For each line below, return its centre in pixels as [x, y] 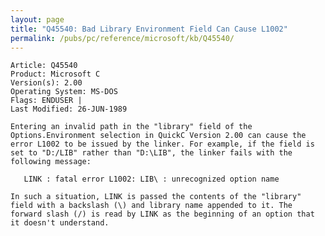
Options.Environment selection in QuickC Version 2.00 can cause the [158, 136]
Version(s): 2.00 [46, 83]
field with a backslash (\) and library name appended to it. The [151, 206]
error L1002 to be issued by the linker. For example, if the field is [162, 144]
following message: [51, 162]
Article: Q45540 [44, 66]
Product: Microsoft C [55, 74]
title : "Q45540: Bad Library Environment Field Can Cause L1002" [149, 29]
